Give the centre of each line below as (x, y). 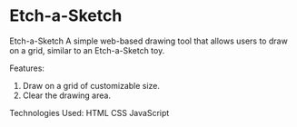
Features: (27, 68)
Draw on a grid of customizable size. (91, 85)
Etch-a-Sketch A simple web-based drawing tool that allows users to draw (148, 41)
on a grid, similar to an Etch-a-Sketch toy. (87, 50)
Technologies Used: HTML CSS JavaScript (89, 112)
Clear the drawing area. (67, 95)
